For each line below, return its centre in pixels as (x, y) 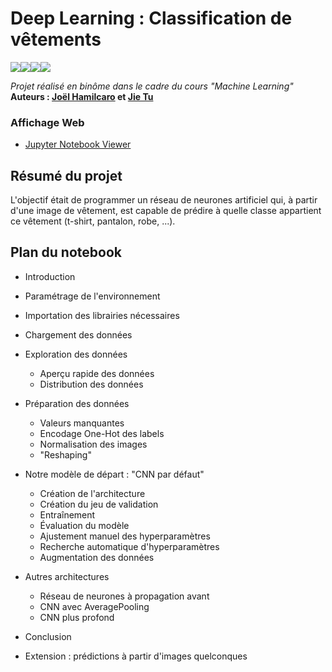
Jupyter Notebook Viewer (78, 144)
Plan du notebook (66, 252)
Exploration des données (76, 354)
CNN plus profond (77, 617)
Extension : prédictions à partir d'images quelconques (136, 656)
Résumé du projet (66, 175)
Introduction (50, 276)
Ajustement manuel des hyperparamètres (125, 536)
